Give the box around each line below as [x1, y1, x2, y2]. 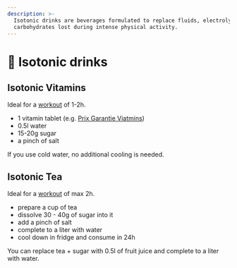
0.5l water [17, 121, 47, 130]
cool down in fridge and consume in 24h [17, 233, 135, 242]
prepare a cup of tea [17, 203, 78, 212]
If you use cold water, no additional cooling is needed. [7, 150, 164, 159]
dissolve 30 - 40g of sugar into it [17, 211, 114, 219]
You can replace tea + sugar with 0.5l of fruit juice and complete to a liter [7, 247, 219, 255]
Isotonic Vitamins [7, 82, 87, 94]
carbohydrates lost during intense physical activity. [13, 23, 178, 30]
